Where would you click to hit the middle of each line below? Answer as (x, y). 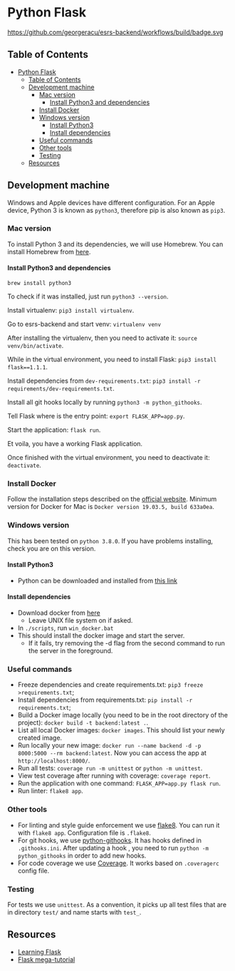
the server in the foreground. (70, 651)
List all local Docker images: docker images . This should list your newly (121, 730)
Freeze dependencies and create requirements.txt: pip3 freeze (110, 685)
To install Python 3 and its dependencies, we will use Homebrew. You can (115, 244)
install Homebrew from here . (49, 251)
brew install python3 (40, 283)
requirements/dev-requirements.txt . (61, 388)
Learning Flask (40, 952)
